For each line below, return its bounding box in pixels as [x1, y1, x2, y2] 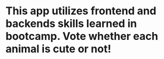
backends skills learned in [5, 17, 137, 30]
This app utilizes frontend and [5, 4, 157, 18]
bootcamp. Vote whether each [5, 30, 159, 43]
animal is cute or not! [5, 42, 111, 56]
